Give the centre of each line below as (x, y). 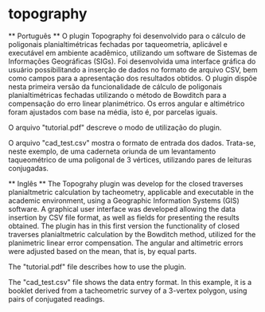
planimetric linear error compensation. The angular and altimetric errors (126, 243)
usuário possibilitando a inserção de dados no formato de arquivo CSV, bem (133, 69)
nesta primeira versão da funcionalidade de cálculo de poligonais (115, 86)
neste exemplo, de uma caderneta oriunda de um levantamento (112, 151)
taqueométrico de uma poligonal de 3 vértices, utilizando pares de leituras (130, 159)
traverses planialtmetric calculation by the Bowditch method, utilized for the (132, 234)
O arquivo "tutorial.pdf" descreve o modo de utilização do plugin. (115, 127)
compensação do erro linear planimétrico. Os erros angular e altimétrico (127, 103)
